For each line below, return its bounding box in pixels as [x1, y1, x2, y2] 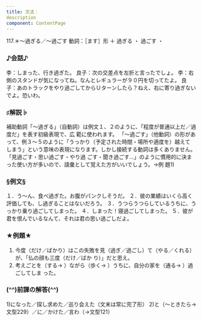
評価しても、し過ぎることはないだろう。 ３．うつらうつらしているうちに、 [6, 200, 191, 207]
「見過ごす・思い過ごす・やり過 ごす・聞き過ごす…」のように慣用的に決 [6, 153, 187, 160]
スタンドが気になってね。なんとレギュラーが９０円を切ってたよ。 [16, 76, 180, 83]
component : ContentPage [6, 20, 66, 26]
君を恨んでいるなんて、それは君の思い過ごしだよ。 [6, 215, 133, 222]
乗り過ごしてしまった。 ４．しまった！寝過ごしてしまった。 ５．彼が [22, 207, 194, 215]
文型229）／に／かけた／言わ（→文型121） [6, 308, 113, 315]
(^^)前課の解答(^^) [6, 285, 59, 294]
